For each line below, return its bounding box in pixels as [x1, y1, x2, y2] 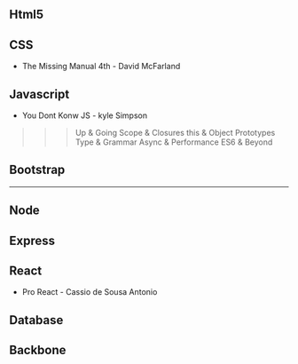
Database [9, 313, 64, 328]
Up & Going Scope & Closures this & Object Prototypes [74, 128, 276, 138]
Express [9, 233, 56, 248]
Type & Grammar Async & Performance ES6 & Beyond [74, 137, 273, 147]
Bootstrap [9, 162, 66, 178]
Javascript [9, 86, 70, 101]
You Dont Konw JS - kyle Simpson [21, 110, 148, 121]
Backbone [9, 343, 67, 358]
